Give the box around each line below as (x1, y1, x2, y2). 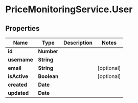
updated (8, 90, 29, 96)
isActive (8, 73, 29, 80)
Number (38, 48, 59, 55)
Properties (5, 24, 40, 33)
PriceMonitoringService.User (5, 4, 133, 15)
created (8, 81, 27, 88)
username (8, 56, 33, 63)
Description (63, 39, 93, 46)
